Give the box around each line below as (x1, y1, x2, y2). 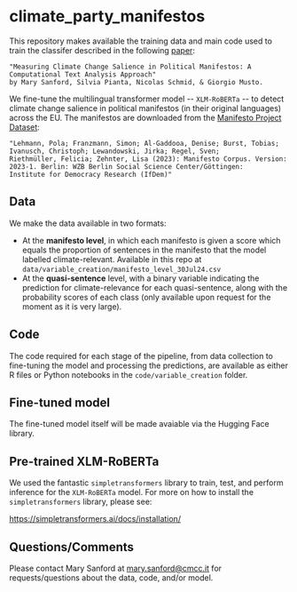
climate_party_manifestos (9, 6, 206, 27)
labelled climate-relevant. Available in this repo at (21, 253, 202, 264)
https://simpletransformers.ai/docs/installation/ (9, 514, 182, 524)
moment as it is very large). (21, 300, 122, 312)
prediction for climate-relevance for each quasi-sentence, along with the (21, 282, 288, 292)
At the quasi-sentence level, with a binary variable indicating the (21, 273, 260, 284)
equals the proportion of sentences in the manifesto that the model (21, 244, 267, 255)
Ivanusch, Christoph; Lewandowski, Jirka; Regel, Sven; (9, 147, 220, 156)
